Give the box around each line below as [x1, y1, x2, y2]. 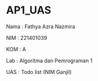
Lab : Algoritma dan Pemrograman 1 [6, 57, 93, 64]
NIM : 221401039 [6, 34, 48, 41]
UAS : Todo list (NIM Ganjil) [6, 68, 72, 75]
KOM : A [6, 45, 26, 53]
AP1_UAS [6, 4, 52, 17]
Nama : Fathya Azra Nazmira [6, 23, 75, 30]
